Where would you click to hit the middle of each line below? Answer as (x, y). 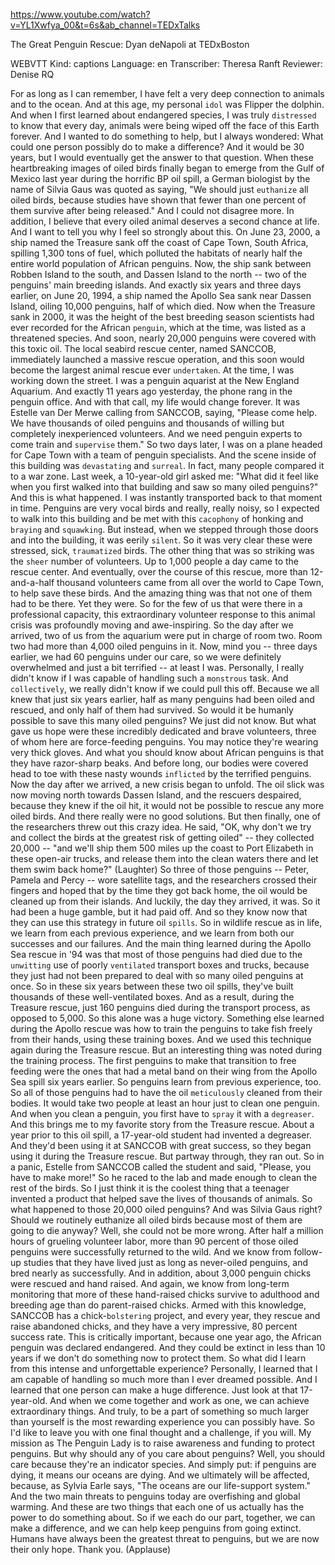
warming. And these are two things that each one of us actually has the (157, 1507)
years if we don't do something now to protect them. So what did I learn (158, 1358)
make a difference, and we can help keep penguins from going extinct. (156, 1528)
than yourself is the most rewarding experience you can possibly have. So (162, 1422)
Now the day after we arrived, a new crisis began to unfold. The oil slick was (167, 784)
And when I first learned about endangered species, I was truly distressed (163, 115)
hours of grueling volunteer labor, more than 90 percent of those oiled (154, 1241)
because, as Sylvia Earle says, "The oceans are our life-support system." (160, 1485)
